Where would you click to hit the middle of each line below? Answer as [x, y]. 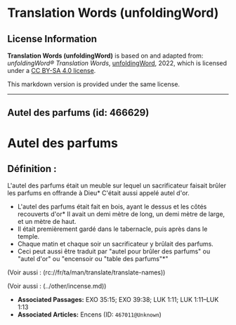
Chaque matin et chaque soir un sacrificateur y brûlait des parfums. [116, 244]
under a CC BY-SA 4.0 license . [52, 71]
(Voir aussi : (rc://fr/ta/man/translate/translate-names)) [86, 272]
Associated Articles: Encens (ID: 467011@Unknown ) [89, 314]
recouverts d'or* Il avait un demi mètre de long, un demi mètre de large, [121, 214]
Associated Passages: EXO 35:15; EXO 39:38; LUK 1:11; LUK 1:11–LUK [118, 300]
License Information [52, 39]
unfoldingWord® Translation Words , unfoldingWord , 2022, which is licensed [117, 63]
